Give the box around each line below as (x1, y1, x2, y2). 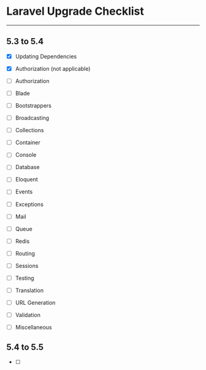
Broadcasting (15, 114, 50, 122)
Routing (15, 250, 36, 257)
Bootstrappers (15, 102, 52, 109)
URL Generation (15, 299, 56, 306)
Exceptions (15, 200, 44, 208)
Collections (15, 127, 44, 134)
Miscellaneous (15, 324, 52, 331)
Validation (15, 312, 41, 319)
